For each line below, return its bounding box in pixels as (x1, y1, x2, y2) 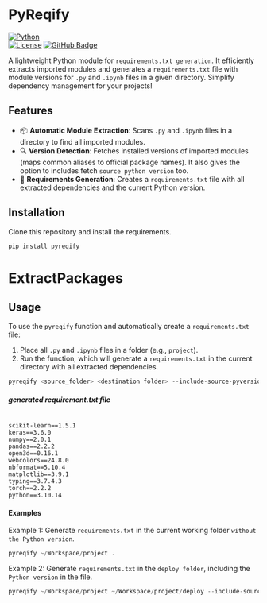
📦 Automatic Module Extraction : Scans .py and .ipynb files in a (19, 126, 233, 135)
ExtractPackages (8, 269, 124, 287)
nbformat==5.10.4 (8, 463, 66, 472)
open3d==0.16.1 (8, 450, 59, 458)
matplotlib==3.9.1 (8, 470, 69, 478)
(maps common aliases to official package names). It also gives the (19, 157, 241, 167)
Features (8, 104, 53, 118)
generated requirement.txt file (8, 395, 111, 404)
